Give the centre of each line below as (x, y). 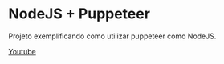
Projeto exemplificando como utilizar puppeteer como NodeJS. (112, 36)
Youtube (22, 51)
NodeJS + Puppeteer (79, 14)
